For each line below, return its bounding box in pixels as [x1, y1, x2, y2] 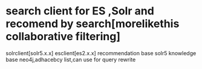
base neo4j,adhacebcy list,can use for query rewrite [5, 56, 136, 63]
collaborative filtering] [5, 30, 121, 43]
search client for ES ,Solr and [5, 4, 155, 18]
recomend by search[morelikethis [5, 17, 180, 31]
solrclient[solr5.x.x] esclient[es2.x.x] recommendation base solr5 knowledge [5, 49, 197, 56]
